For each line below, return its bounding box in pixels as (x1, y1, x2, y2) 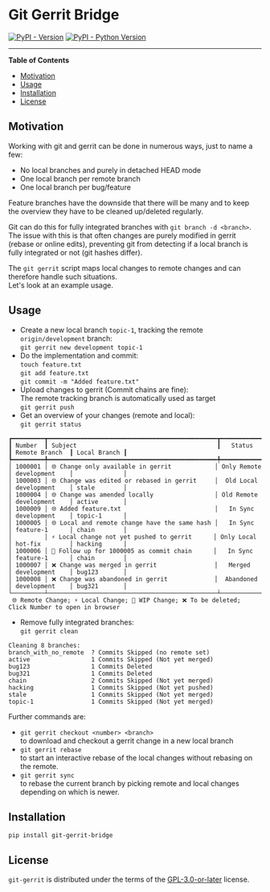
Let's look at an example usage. (8, 280, 114, 290)
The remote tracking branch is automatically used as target (19, 393, 216, 403)
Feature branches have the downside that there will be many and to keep (8, 198, 250, 207)
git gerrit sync (19, 771, 75, 779)
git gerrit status (19, 420, 82, 428)
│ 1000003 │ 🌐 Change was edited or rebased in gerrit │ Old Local (8, 477, 259, 485)
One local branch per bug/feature (19, 182, 131, 192)
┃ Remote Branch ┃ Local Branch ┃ (8, 448, 128, 456)
